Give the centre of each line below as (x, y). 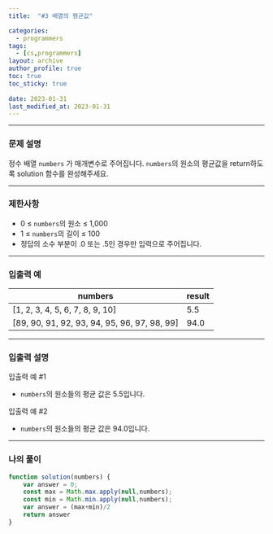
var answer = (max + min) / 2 (67, 507)
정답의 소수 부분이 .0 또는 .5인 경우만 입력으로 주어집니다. (111, 243)
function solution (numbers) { (60, 477)
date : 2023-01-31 (38, 98)
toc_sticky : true (38, 83)
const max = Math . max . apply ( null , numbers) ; (98, 492)
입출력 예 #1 (27, 377)
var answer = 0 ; (51, 484)
